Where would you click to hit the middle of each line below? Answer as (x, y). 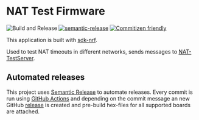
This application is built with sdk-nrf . (52, 40)
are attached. (23, 111)
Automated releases (46, 77)
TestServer (20, 58)
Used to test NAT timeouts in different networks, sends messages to (92, 51)
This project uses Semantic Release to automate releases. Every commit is (100, 92)
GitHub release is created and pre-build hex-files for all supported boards (98, 105)
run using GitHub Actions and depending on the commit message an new (98, 98)
